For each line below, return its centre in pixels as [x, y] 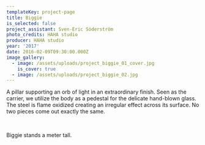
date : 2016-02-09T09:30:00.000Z [47, 52]
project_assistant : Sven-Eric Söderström [60, 29]
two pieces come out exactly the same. [56, 111]
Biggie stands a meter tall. [39, 135]
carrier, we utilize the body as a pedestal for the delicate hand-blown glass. [102, 99]
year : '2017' [23, 46]
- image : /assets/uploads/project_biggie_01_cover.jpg [83, 63]
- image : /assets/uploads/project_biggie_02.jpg [75, 75]
